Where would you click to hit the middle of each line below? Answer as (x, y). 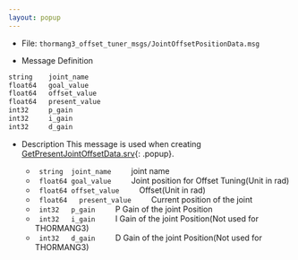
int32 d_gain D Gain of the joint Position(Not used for (151, 238)
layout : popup (35, 17)
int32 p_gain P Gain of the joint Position (126, 209)
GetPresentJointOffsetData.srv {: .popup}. (98, 153)
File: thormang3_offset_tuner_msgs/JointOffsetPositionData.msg (140, 43)
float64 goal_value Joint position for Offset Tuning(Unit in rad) (164, 180)
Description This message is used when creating (111, 143)
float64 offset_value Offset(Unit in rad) (123, 190)
